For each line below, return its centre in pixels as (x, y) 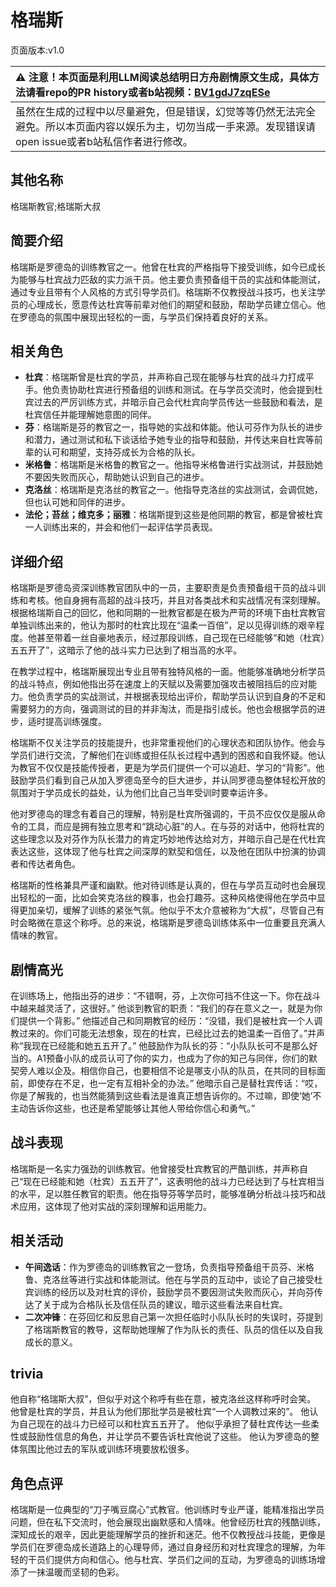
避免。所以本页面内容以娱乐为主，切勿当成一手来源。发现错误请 (166, 126)
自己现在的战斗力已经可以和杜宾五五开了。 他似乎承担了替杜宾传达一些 (164, 1424)
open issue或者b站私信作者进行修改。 (104, 141)
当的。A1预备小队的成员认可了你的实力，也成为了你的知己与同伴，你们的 (159, 1058)
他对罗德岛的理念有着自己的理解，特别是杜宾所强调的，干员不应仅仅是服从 (163, 814)
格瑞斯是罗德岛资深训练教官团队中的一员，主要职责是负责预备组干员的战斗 (163, 588)
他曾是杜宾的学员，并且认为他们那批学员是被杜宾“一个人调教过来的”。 (154, 1412)
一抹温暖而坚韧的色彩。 (76, 1572)
